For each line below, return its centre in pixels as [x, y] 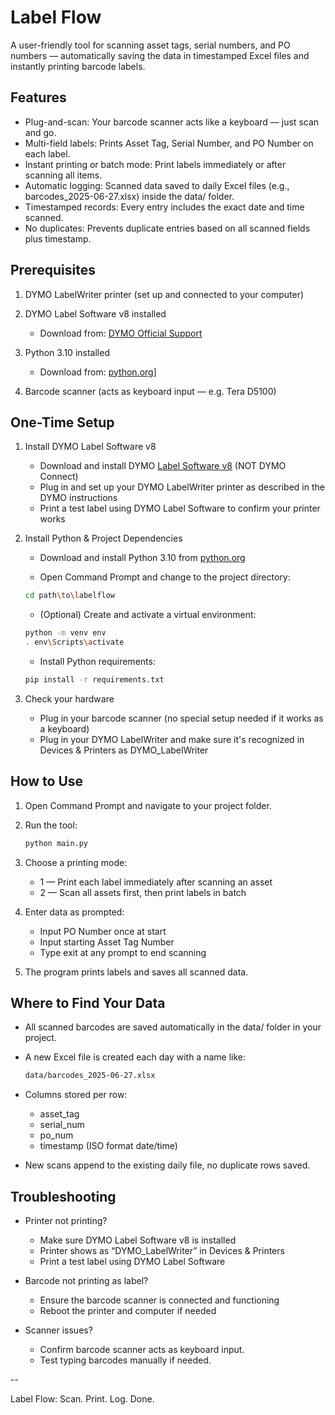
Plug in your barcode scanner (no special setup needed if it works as [181, 718]
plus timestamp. [58, 238]
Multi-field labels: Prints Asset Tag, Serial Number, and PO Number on [169, 143]
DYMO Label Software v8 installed [95, 313]
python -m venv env [65, 633]
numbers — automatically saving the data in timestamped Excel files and [160, 55]
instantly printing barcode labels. [78, 66]
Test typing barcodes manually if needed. [125, 1360]
